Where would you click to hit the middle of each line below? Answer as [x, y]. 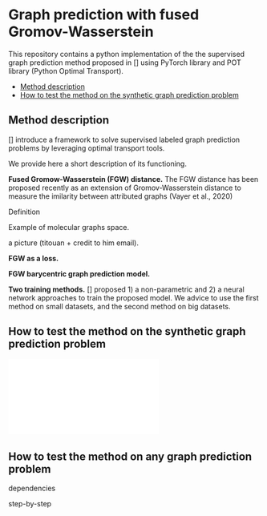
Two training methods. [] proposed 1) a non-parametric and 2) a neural [126, 289]
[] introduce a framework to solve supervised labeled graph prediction [124, 139]
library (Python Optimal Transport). [66, 71]
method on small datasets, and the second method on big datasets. [119, 306]
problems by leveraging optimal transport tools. [87, 148]
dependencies [32, 488]
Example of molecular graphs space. [69, 227]
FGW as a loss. [34, 258]
